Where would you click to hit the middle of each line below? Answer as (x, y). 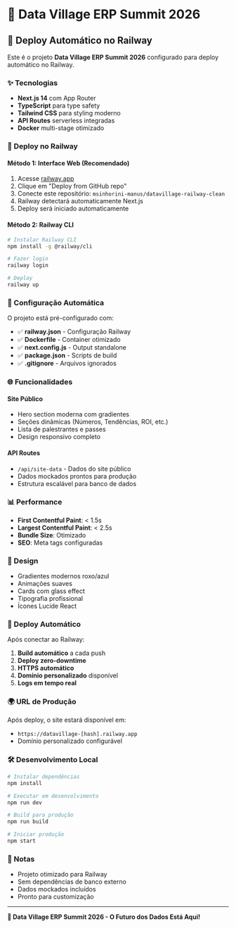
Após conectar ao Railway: (46, 640)
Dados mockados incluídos (57, 889)
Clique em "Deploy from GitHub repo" (72, 186)
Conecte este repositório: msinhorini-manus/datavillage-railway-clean (121, 193)
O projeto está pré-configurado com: (61, 318)
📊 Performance (35, 502)
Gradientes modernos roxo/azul (63, 576)
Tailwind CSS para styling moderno (69, 113)
